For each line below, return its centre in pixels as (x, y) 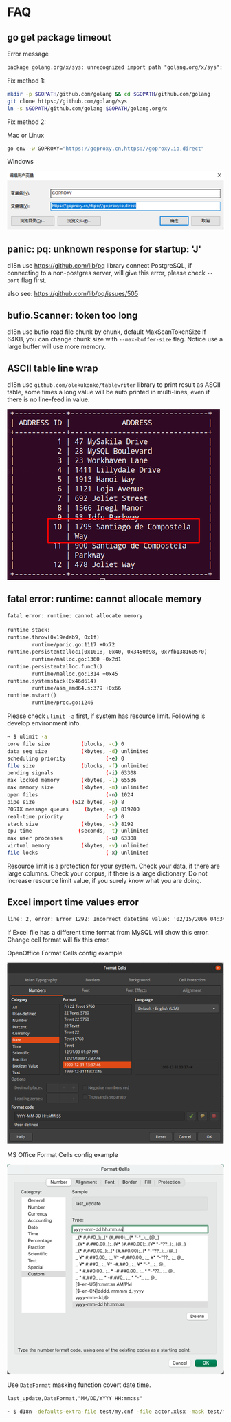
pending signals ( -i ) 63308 (72, 773)
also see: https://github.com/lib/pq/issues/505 (73, 294)
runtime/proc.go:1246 (63, 703)
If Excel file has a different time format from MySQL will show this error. (108, 932)
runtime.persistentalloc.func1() (55, 666)
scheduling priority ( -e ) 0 (66, 758)
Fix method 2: (26, 122)
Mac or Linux (26, 135)
